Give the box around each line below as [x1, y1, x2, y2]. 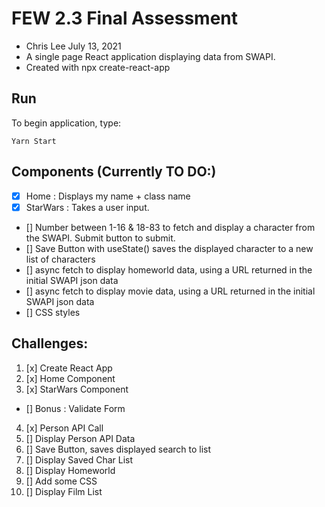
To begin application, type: [11, 117, 122, 129]
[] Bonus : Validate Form [25, 402, 126, 414]
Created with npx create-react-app [25, 61, 171, 73]
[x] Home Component [25, 372, 116, 384]
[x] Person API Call [25, 422, 104, 434]
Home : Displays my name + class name [25, 190, 191, 202]
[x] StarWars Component [25, 383, 129, 395]
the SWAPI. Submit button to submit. [25, 232, 176, 244]
